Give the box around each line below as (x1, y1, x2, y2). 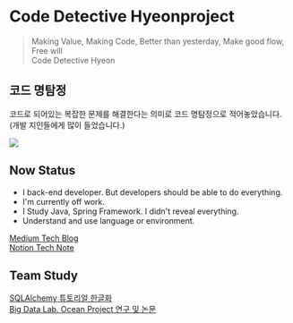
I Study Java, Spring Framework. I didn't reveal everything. (22, 206, 239, 217)
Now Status (9, 163, 76, 178)
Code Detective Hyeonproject (9, 6, 235, 27)
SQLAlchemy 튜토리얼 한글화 (9, 293, 113, 303)
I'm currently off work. (22, 196, 105, 207)
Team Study (9, 268, 79, 283)
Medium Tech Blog (9, 233, 79, 243)
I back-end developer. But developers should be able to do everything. (22, 186, 283, 198)
